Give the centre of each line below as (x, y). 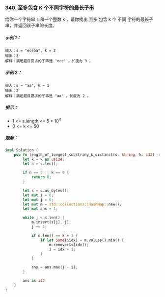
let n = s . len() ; (40, 164)
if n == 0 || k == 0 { (46, 173)
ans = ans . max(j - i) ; (55, 267)
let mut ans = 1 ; (40, 209)
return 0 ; (41, 177)
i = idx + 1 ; (62, 249)
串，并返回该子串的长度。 (31, 25)
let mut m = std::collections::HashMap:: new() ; (72, 204)
